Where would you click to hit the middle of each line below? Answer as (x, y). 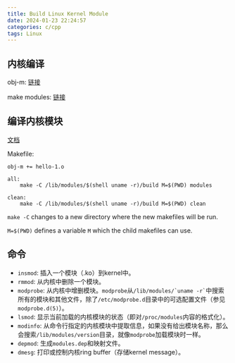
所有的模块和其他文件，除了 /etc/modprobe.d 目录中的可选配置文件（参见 (121, 299)
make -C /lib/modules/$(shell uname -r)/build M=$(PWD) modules (116, 185)
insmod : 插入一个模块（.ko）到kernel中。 (76, 273)
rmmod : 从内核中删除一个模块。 (61, 281)
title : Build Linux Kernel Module (58, 14)
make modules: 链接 (37, 97)
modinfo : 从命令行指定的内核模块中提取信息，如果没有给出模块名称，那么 (123, 326)
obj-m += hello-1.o (36, 166)
